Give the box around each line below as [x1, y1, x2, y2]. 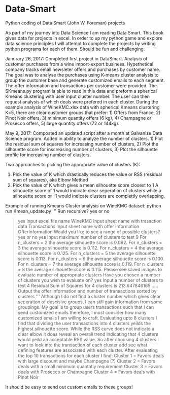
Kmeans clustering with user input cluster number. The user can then [5, 93, 150, 99]
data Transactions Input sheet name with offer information [17, 223, 140, 229]
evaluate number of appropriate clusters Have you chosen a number [17, 272, 161, 278]
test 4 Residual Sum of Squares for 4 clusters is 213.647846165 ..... [17, 282, 158, 289]
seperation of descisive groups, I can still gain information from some [17, 299, 163, 305]
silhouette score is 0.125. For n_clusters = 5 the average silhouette [17, 250, 156, 256]
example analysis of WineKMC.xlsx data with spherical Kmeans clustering [5, 104, 160, 110]
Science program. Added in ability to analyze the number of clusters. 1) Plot [5, 135, 163, 141]
